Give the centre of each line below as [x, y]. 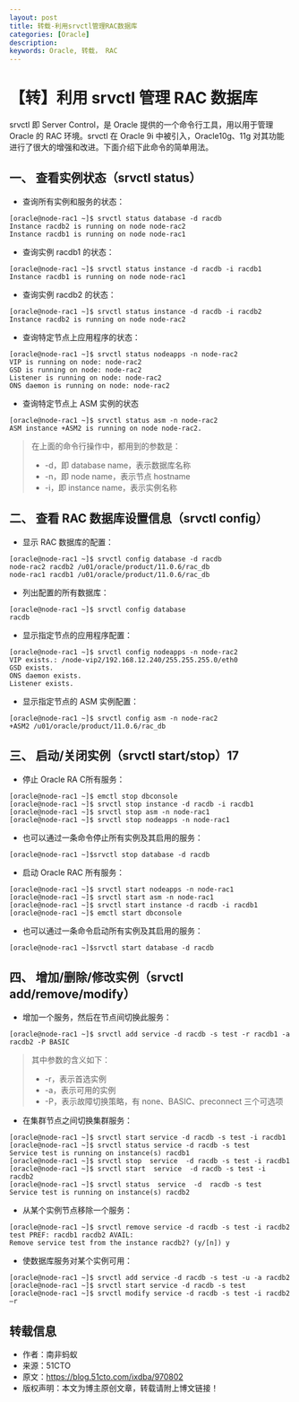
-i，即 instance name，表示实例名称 [111, 487]
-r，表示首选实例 [76, 1079]
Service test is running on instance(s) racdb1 [100, 1153]
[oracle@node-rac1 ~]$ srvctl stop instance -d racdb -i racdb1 [132, 804]
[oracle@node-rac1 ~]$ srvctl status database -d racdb [115, 218]
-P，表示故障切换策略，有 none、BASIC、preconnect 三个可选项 [164, 1101]
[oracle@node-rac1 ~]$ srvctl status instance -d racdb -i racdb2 [136, 311]
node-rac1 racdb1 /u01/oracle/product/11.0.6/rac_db [110, 574]
